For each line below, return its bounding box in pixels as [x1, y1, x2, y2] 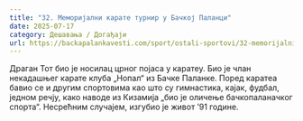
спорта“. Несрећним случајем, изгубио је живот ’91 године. [9, 101, 239, 113]
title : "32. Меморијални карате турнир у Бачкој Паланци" [9, 13, 232, 23]
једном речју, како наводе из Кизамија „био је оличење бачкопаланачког [9, 92, 293, 103]
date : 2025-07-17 [9, 22, 75, 31]
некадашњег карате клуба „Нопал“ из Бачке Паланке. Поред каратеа [9, 73, 278, 84]
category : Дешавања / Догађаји [9, 30, 127, 39]
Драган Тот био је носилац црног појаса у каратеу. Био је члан [9, 63, 252, 74]
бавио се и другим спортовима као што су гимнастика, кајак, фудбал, [9, 82, 280, 93]
